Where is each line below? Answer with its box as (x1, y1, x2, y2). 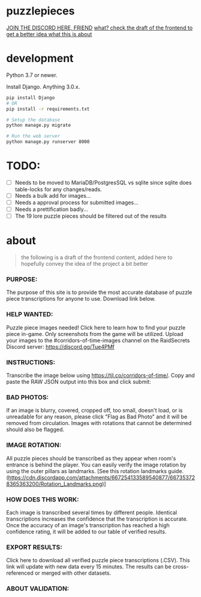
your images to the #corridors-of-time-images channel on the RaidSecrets (6, 337, 190, 344)
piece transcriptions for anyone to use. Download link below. (6, 295, 156, 302)
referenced (6, 569, 34, 577)
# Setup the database (6, 117, 61, 123)
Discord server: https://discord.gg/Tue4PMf (6, 343, 115, 350)
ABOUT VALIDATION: (6, 584, 70, 593)
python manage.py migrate (6, 122, 71, 129)
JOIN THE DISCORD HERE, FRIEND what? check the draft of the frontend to (6, 24, 193, 31)
